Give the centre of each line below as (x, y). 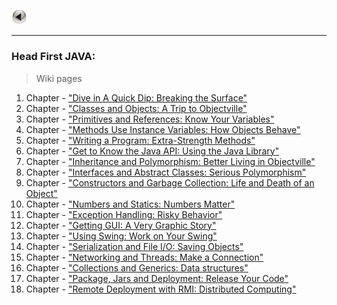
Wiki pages (59, 78)
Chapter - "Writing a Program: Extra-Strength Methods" (140, 140)
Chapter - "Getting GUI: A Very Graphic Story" (121, 225)
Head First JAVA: (53, 57)
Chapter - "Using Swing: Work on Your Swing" (121, 236)
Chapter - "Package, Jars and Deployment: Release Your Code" (157, 278)
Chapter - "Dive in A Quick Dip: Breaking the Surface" (136, 97)
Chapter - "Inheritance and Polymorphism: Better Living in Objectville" (170, 161)
